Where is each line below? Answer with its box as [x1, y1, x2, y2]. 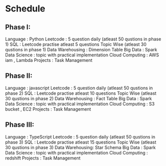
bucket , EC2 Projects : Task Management [5, 106, 91, 112]
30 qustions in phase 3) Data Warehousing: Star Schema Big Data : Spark [5, 144, 156, 150]
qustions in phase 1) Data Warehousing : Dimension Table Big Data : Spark [5, 47, 158, 52]
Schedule [5, 3, 46, 14]
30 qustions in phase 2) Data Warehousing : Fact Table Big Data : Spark [5, 95, 152, 101]
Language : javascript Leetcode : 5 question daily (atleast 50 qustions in [5, 85, 153, 91]
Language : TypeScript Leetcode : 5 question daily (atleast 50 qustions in [5, 134, 156, 140]
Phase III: [5, 121, 34, 129]
